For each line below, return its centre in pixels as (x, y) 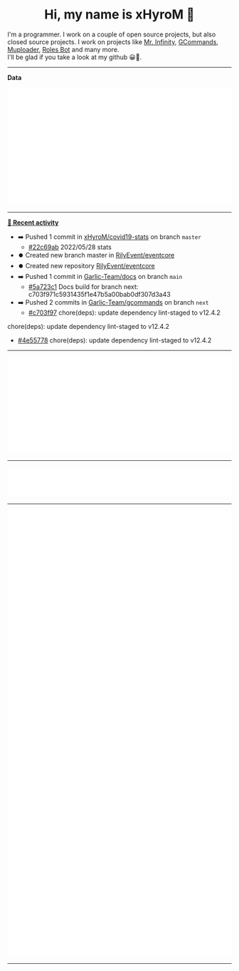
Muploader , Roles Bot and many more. (63, 49)
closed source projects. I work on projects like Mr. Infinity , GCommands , (113, 41)
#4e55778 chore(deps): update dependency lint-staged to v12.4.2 (115, 340)
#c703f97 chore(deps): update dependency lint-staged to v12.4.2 (124, 312)
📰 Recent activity (33, 223)
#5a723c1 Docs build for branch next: (83, 287)
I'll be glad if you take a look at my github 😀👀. (75, 57)
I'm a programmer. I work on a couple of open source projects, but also (112, 34)
